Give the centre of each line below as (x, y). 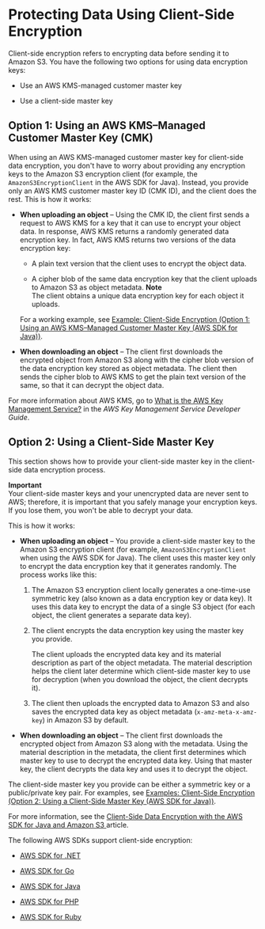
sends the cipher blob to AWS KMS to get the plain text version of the (133, 377)
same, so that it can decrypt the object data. (92, 385)
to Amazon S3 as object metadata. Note (97, 287)
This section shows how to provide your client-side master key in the (120, 461)
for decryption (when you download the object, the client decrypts (140, 679)
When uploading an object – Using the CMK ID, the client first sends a (134, 214)
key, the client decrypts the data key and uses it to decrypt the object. (134, 768)
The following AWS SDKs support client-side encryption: (100, 840)
